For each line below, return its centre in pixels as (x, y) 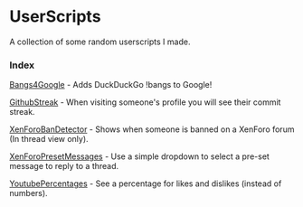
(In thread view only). (49, 139)
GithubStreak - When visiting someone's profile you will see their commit (145, 102)
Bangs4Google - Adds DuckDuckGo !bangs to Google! (111, 85)
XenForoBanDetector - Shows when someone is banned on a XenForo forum (152, 129)
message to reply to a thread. (64, 166)
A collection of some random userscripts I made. (100, 42)
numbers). (28, 193)
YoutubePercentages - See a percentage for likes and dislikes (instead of (146, 183)
